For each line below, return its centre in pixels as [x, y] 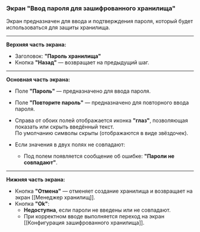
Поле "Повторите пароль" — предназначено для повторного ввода [102, 103]
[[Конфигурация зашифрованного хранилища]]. [84, 223]
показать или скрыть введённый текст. [64, 127]
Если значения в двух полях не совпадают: [70, 145]
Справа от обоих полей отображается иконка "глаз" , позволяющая [101, 121]
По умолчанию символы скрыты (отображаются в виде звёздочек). [101, 133]
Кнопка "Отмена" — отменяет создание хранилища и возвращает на [104, 191]
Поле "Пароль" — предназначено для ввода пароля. [83, 91]
